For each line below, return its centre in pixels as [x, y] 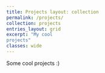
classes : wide [24, 46]
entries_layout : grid [34, 29]
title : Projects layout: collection [52, 12]
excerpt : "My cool [29, 35]
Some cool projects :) [33, 63]
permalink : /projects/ [35, 18]
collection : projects [34, 23]
